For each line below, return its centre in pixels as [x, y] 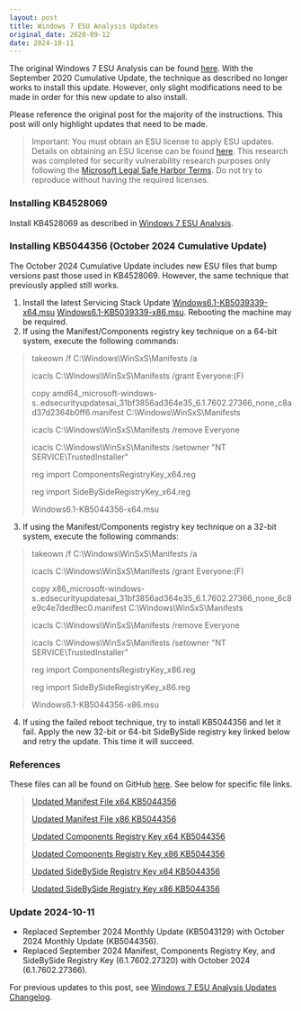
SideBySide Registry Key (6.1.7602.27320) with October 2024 [136, 961]
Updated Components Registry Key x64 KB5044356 [128, 837]
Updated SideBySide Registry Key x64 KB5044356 [126, 871]
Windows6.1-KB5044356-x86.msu [95, 705]
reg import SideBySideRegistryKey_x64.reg [111, 491]
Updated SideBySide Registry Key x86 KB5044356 [125, 889]
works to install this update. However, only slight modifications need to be [146, 87]
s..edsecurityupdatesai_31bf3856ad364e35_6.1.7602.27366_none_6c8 [161, 598]
